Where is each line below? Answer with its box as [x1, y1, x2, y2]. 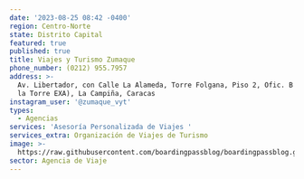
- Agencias [17, 114, 59, 123]
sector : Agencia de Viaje [9, 155, 107, 165]
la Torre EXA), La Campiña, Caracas [17, 89, 156, 98]
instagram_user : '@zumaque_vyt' [9, 97, 131, 107]
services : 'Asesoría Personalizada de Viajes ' [9, 123, 193, 132]
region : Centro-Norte [9, 22, 91, 31]
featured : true [9, 38, 67, 48]
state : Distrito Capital [9, 30, 103, 39]
